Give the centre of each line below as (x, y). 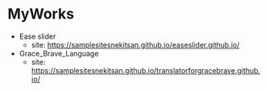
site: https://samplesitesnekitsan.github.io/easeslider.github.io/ (135, 44)
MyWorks (41, 14)
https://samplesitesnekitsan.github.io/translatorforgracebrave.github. (146, 70)
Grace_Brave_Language (59, 53)
